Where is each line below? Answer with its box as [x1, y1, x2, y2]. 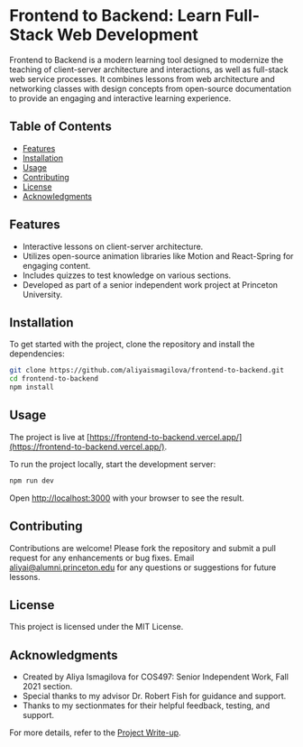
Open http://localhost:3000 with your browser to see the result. [9, 493, 245, 503]
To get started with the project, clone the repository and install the [9, 339, 255, 350]
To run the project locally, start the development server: [9, 458, 216, 469]
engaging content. [22, 260, 91, 271]
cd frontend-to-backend [9, 374, 99, 383]
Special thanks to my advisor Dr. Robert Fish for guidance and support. [22, 691, 287, 702]
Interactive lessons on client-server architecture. [22, 241, 204, 252]
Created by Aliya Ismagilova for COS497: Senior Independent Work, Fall [22, 671, 289, 682]
